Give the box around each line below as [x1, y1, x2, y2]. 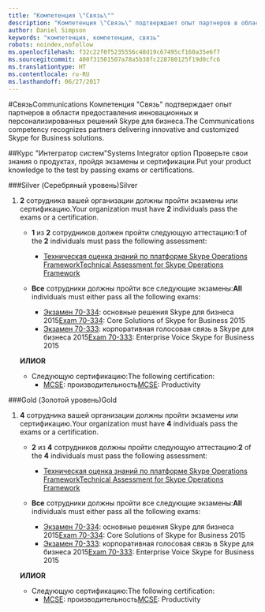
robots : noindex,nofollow [8, 41, 93, 49]
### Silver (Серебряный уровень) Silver [8, 180, 138, 190]
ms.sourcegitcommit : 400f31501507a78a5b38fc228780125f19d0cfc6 [8, 56, 221, 64]
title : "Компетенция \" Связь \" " [8, 11, 114, 20]
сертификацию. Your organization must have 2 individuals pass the [19, 204, 238, 213]
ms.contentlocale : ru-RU [8, 70, 90, 78]
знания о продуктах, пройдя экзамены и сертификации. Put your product [8, 156, 252, 166]
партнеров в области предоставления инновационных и [8, 107, 199, 117]
